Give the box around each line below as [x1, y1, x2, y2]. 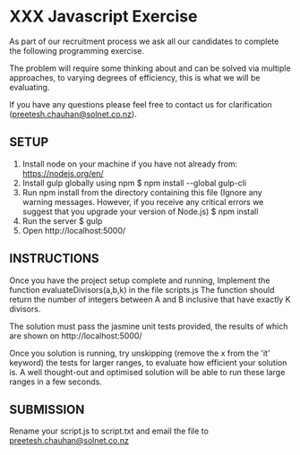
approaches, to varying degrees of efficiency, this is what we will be [9, 72, 261, 82]
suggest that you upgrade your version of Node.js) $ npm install [21, 206, 259, 217]
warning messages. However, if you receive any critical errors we [21, 196, 264, 207]
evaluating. [9, 82, 50, 92]
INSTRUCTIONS [9, 251, 100, 266]
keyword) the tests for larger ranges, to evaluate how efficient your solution [9, 356, 287, 368]
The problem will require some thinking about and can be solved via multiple [9, 63, 291, 73]
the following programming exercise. [9, 45, 145, 56]
